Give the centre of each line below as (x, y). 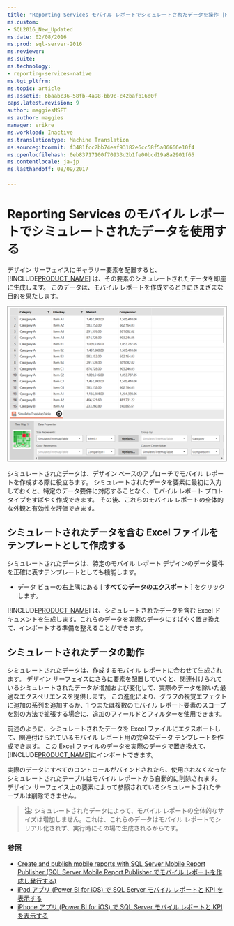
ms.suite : (22, 59)
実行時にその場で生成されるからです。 (127, 828)
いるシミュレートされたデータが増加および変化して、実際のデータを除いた (114, 688)
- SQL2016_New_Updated (40, 29)
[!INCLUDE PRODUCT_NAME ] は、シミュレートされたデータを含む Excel (110, 611)
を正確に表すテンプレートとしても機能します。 (74, 572)
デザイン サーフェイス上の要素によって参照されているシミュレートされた (111, 787)
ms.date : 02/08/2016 (37, 37)
